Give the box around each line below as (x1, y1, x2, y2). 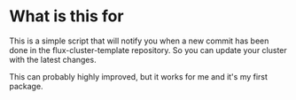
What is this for (9, 6, 124, 27)
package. (9, 81, 43, 91)
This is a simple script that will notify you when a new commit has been (9, 35, 269, 46)
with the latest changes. (9, 54, 97, 65)
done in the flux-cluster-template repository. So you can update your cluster (9, 44, 288, 55)
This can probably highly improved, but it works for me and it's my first (9, 71, 269, 81)
